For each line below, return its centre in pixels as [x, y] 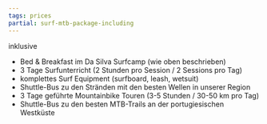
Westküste [37, 112]
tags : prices [30, 16]
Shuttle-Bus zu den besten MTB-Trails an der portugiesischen [122, 104]
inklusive [23, 46]
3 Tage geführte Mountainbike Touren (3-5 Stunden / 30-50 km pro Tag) [139, 95]
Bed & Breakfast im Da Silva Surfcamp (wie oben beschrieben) [123, 62]
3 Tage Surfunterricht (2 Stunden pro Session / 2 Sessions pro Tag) [131, 70]
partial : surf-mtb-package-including [71, 23]
